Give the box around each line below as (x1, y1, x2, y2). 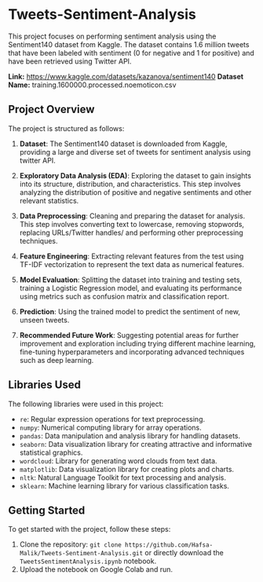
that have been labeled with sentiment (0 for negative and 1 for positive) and (8, 48, 255, 57)
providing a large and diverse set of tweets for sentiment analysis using (19, 147, 251, 156)
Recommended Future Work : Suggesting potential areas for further (19, 330, 239, 339)
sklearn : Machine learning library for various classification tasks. (19, 481, 230, 490)
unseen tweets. (19, 315, 70, 324)
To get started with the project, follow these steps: (8, 525, 171, 534)
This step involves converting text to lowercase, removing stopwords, (19, 219, 245, 229)
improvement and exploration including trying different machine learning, (19, 339, 256, 348)
